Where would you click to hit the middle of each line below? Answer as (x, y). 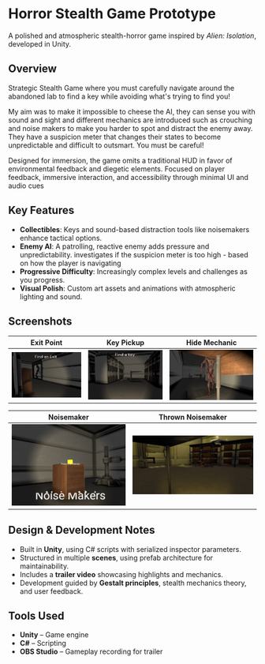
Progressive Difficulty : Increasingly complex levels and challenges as (134, 271)
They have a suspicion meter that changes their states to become (115, 137)
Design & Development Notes (82, 530)
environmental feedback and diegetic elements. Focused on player (116, 169)
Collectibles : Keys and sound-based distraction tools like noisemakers (134, 229)
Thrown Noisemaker (193, 417)
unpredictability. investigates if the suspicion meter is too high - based (134, 254)
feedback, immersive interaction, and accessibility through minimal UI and (128, 177)
